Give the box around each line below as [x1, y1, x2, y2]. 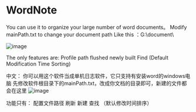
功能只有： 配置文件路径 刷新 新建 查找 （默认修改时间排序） [6, 99, 153, 106]
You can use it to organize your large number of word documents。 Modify [6, 23, 187, 30]
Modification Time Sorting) [6, 60, 71, 67]
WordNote [6, 4, 58, 17]
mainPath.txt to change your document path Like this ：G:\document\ [6, 30, 174, 38]
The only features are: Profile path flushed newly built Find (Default [6, 54, 169, 61]
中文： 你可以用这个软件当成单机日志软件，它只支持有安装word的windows [6, 72, 185, 79]
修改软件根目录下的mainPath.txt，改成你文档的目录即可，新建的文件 [17, 80, 182, 87]
